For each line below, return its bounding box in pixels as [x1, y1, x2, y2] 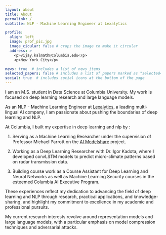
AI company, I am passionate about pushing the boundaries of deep [19, 109, 158, 115]
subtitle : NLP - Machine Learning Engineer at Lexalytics [5, 21, 127, 26]
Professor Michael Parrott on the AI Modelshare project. [12, 139, 126, 145]
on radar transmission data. [12, 159, 68, 164]
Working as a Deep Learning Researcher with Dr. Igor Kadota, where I [12, 149, 154, 154]
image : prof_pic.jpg [9, 39, 52, 44]
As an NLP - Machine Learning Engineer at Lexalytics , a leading [5, 104, 135, 110]
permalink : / [5, 16, 32, 21]
